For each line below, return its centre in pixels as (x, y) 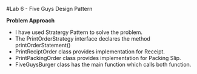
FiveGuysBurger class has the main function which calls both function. (103, 64)
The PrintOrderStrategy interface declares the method (82, 39)
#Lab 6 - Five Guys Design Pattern (49, 9)
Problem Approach (31, 20)
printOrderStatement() (43, 45)
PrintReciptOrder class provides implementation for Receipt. (90, 52)
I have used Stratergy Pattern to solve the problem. (78, 32)
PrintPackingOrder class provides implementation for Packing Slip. (98, 58)
